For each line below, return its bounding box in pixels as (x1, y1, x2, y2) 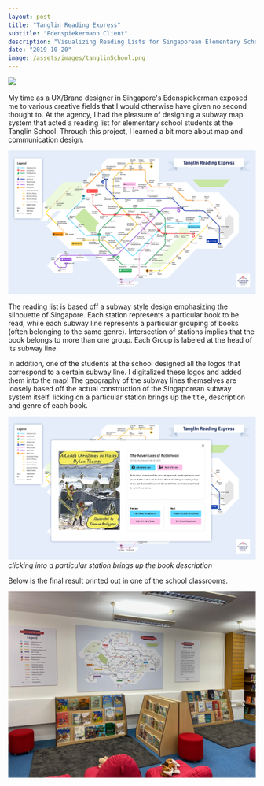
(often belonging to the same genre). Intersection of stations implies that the (8, 327, 255, 336)
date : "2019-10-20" (8, 46, 72, 54)
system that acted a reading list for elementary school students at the (8, 118, 233, 128)
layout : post (8, 13, 51, 20)
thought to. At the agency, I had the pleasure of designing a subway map (8, 110, 244, 119)
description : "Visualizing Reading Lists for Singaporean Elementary (8, 38, 241, 46)
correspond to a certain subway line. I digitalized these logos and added (8, 367, 242, 376)
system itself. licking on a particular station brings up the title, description (8, 392, 246, 402)
